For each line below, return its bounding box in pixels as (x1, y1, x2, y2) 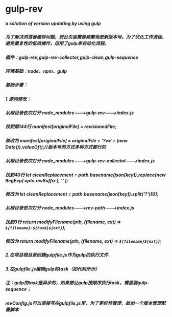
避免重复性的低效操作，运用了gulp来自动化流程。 (5, 40, 109, 47)
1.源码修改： (5, 96, 32, 102)
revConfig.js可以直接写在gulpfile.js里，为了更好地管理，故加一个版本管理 (5, 300, 162, 306)
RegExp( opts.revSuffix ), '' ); (5, 177, 68, 183)
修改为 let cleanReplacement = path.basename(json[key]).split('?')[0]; (5, 191, 159, 197)
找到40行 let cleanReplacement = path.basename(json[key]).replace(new (5, 172, 166, 178)
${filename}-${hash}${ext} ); (5, 224, 66, 230)
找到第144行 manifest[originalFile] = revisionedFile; (5, 123, 117, 130)
